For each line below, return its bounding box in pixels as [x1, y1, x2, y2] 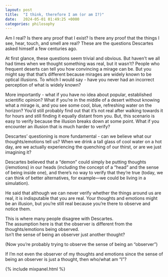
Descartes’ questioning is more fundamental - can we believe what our [5, 133, 152, 139]
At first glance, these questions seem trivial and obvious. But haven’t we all [5, 56, 160, 62]
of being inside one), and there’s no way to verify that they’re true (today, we [5, 170, 163, 176]
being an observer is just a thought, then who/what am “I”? [5, 256, 127, 262]
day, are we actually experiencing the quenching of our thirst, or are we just [5, 144, 161, 150]
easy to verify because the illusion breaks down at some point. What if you [5, 118, 159, 124]
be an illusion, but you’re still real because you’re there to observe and [5, 201, 150, 207]
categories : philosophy [5, 21, 55, 27]
